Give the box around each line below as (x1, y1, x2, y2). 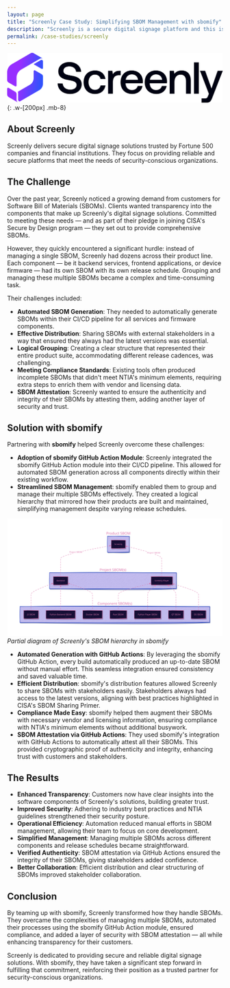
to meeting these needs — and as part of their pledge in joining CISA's (7, 216, 205, 225)
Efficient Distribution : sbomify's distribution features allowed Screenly (16, 679, 218, 687)
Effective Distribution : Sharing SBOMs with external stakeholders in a (16, 329, 215, 337)
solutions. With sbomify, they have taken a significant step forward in (7, 958, 202, 967)
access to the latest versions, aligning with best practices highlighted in (16, 694, 219, 702)
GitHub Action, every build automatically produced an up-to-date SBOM (16, 657, 220, 666)
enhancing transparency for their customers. (7, 938, 133, 946)
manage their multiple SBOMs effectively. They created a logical (16, 490, 199, 498)
